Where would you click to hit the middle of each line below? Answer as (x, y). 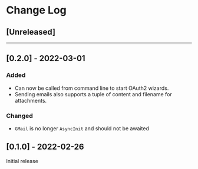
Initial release (22, 161)
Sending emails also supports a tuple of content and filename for (93, 94)
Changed (20, 116)
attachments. (31, 100)
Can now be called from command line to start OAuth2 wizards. (92, 88)
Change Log (36, 10)
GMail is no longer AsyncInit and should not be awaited (82, 128)
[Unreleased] (31, 32)
